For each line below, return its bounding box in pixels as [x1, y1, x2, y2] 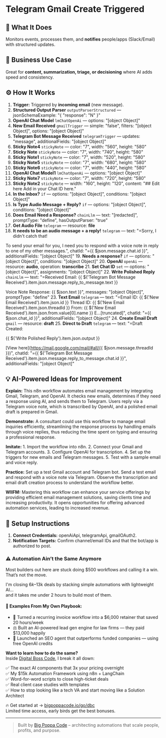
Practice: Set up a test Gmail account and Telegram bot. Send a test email [5, 469, 156, 475]
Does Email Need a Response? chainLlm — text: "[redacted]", [12, 212, 138, 218]
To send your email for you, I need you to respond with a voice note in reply [5, 242, 159, 248]
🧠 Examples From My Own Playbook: [5, 603, 82, 609]
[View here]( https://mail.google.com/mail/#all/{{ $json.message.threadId [5, 345, 153, 350]
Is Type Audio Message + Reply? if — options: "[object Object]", [12, 201, 147, 207]
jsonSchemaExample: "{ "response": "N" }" [12, 112, 100, 118]
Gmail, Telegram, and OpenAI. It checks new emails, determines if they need [5, 393, 161, 399]
